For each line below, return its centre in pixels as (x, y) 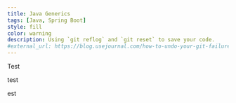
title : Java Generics (39, 14)
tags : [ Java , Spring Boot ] (47, 20)
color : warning (29, 33)
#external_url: (29, 46)
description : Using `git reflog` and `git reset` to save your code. (111, 40)
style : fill (25, 27)
